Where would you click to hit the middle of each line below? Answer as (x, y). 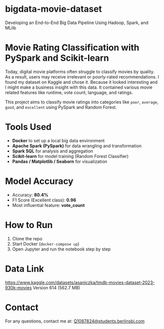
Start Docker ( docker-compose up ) (46, 244)
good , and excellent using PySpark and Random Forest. (61, 107)
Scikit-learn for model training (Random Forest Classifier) (70, 156)
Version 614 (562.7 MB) (57, 287)
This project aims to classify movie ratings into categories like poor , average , (82, 102)
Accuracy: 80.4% (30, 195)
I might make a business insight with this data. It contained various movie (79, 87)
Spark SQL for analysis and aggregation (53, 151)
